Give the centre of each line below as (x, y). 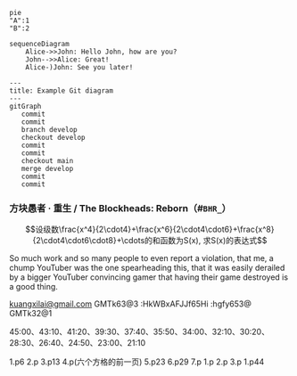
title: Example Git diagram (62, 91)
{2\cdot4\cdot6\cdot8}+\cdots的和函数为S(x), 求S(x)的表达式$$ (150, 241)
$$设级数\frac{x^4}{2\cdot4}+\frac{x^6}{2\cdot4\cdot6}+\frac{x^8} (150, 229)
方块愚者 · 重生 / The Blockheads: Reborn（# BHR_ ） (120, 208)
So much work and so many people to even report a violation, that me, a (141, 258)
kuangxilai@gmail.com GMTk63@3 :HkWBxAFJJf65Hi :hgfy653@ (130, 304)
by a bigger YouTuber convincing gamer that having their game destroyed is (148, 277)
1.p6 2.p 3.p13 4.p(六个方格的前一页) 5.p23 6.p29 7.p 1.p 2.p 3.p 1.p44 (137, 362)
